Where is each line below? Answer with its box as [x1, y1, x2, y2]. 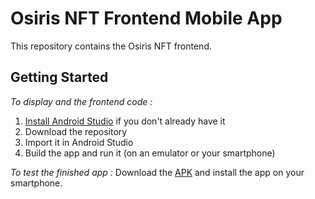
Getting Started [10, 69, 109, 86]
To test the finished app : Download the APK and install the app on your [10, 166, 305, 178]
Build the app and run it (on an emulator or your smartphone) [24, 147, 276, 159]
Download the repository [24, 125, 128, 137]
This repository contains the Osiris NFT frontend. [10, 40, 212, 52]
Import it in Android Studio [24, 136, 134, 148]
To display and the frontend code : [10, 95, 153, 107]
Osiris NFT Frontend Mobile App [10, 7, 283, 30]
